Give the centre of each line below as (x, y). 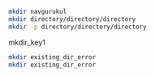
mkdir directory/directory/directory (72, 19)
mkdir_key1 (27, 42)
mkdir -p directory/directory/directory (78, 27)
